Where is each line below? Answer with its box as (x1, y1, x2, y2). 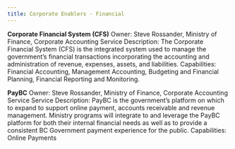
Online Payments (7, 133, 57, 142)
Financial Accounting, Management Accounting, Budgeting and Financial (7, 67, 219, 76)
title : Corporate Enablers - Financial (7, 10, 125, 18)
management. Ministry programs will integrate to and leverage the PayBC (7, 111, 220, 119)
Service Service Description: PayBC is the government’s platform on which (7, 96, 224, 105)
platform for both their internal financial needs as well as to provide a (7, 118, 207, 127)
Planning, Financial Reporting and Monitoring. (7, 75, 140, 83)
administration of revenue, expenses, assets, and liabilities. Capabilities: (7, 59, 217, 68)
